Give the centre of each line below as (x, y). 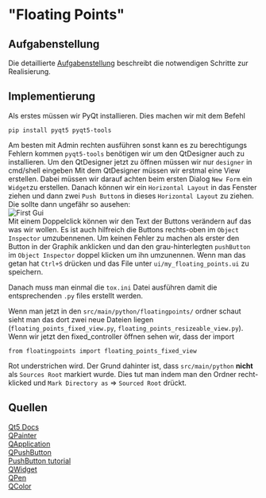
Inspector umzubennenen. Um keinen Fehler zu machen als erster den (124, 238)
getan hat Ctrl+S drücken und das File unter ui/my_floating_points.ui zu (129, 263)
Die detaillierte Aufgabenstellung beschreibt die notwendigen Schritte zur (128, 63)
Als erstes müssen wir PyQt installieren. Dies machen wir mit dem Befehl (127, 115)
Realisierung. (30, 72)
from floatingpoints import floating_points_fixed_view (102, 351)
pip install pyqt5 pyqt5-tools (60, 130)
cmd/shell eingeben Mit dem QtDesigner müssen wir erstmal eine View (124, 170)
